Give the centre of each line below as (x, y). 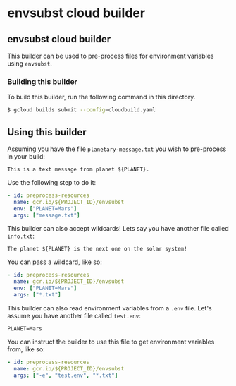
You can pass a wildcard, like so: (55, 262)
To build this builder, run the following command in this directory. (101, 97)
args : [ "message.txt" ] (47, 215)
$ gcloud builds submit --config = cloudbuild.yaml (82, 110)
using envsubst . (30, 64)
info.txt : (21, 236)
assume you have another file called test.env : (74, 315)
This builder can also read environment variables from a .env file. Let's (110, 308)
